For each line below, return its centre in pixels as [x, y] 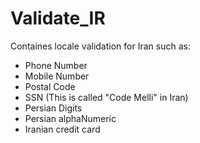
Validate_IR [58, 18]
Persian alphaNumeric [70, 118]
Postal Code [50, 86]
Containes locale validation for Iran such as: [100, 46]
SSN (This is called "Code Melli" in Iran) [106, 97]
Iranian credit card [62, 129]
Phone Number [56, 65]
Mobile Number [57, 76]
